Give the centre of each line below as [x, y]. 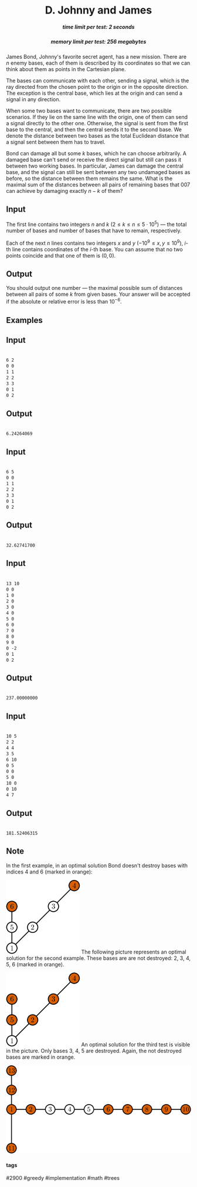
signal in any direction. [33, 99]
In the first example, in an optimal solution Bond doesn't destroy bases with [97, 865]
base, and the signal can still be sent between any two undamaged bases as [98, 172]
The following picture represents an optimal [134, 952]
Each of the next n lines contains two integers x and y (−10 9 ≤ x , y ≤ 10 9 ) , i [96, 243]
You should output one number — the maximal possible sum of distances [94, 288]
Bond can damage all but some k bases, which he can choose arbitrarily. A [96, 153]
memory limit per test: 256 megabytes [98, 42]
